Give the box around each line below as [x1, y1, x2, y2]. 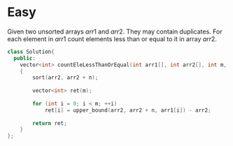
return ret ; [32, 119, 68, 126]
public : [13, 54, 36, 61]
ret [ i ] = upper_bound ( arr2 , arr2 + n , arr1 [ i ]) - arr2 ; [44, 106, 211, 114]
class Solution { [7, 48, 55, 55]
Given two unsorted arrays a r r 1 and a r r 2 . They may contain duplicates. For [7, 27, 223, 36]
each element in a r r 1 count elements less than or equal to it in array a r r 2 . [7, 34, 217, 43]
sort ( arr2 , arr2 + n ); [32, 74, 99, 81]
